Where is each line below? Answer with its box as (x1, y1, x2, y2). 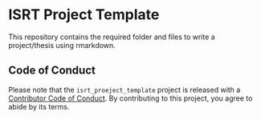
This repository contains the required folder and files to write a (8, 32, 215, 42)
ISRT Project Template (8, 6, 160, 24)
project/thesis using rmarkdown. (8, 40, 116, 50)
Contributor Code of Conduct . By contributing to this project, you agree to (8, 93, 253, 103)
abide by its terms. (8, 101, 70, 111)
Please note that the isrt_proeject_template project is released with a (8, 85, 241, 94)
